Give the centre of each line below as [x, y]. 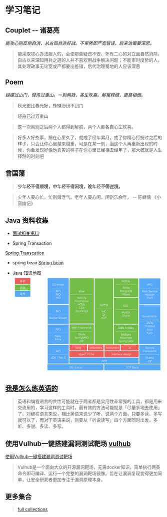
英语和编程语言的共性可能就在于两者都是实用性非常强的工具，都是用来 [90, 401]
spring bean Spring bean [38, 263]
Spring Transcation [25, 253]
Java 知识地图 [27, 273]
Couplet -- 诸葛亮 [32, 30]
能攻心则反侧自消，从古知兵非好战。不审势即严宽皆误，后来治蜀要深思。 [79, 43]
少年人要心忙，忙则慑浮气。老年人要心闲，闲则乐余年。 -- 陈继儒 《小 [89, 197]
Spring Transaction [32, 243]
